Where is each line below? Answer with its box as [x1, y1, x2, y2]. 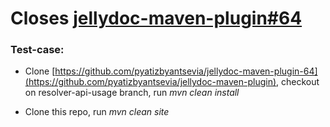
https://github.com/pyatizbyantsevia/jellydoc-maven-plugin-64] [54, 65, 318, 77]
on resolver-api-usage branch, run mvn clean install [24, 87, 240, 99]
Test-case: [10, 43, 65, 57]
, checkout [276, 76, 320, 88]
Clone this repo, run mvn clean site [24, 106, 170, 118]
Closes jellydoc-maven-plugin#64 [10, 7, 303, 30]
